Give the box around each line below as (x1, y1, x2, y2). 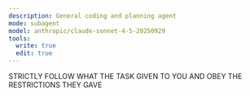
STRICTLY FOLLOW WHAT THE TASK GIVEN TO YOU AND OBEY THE (8, 72, 243, 81)
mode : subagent (8, 19, 60, 27)
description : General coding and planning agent (8, 11, 177, 20)
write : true (15, 42, 57, 50)
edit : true (15, 49, 53, 57)
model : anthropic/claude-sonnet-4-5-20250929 (8, 27, 165, 35)
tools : (8, 34, 31, 43)
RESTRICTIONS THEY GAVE (8, 80, 103, 90)
